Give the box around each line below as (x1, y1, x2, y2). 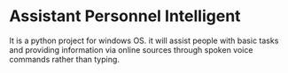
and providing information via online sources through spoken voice (9, 44, 253, 55)
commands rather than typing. (9, 54, 120, 64)
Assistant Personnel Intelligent (9, 6, 241, 26)
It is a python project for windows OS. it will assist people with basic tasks (9, 35, 279, 46)
